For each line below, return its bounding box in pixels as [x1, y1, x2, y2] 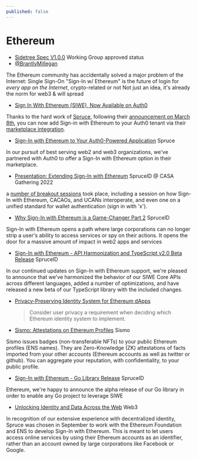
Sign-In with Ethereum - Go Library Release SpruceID [14, 374, 144, 381]
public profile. [6, 363, 40, 370]
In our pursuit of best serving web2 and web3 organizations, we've [6, 148, 169, 155]
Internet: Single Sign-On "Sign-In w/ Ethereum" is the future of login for [6, 77, 179, 84]
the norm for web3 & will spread [6, 90, 84, 97]
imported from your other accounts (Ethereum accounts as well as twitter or [6, 350, 190, 358]
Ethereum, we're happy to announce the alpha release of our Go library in [6, 386, 184, 393]
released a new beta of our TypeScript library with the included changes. [6, 286, 183, 293]
